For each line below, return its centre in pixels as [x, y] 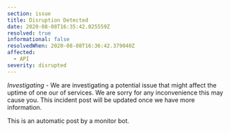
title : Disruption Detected [48, 20]
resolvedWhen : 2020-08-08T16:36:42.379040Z [71, 46]
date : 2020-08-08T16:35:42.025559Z [59, 26]
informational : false [39, 40]
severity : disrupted [37, 65]
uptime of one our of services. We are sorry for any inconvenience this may [115, 92]
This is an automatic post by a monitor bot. [68, 121]
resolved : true [29, 33]
